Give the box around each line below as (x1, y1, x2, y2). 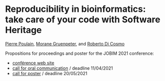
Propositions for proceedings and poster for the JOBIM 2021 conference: (5, 50, 155, 56)
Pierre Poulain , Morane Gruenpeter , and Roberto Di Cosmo (5, 40, 125, 46)
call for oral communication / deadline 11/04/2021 (12, 65, 113, 71)
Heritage (5, 25, 42, 36)
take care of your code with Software (5, 14, 161, 25)
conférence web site (12, 60, 55, 66)
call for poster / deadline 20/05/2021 (12, 70, 88, 76)
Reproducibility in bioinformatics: (5, 3, 146, 15)
